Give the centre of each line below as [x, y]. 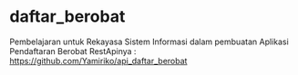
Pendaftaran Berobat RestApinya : [73, 51]
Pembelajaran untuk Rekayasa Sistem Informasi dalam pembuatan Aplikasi [149, 42]
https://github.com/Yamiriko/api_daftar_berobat [98, 61]
